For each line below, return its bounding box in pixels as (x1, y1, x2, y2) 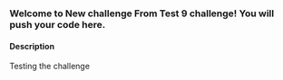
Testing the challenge (9, 61, 91, 72)
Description (9, 40, 55, 51)
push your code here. (9, 18, 106, 31)
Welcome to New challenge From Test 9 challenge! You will (9, 7, 275, 20)
